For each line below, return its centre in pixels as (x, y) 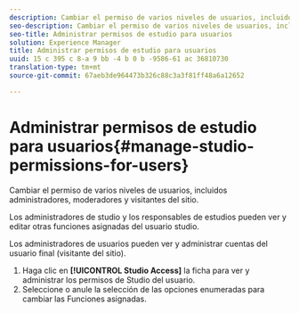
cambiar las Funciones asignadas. (84, 299)
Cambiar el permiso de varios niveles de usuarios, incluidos (118, 190)
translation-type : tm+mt (55, 68)
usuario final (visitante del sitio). (68, 253)
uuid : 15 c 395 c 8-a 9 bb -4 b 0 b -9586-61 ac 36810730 (119, 59)
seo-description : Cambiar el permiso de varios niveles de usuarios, (141, 26)
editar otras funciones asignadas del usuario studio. (105, 226)
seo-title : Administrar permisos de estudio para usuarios (121, 34)
